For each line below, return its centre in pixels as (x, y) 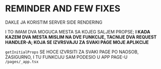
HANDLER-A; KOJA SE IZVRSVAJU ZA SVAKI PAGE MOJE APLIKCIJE (77, 42)
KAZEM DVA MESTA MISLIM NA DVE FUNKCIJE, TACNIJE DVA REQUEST (81, 37)
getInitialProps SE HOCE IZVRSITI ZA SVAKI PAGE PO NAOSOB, (72, 52)
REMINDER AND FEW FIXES (63, 9)
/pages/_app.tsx (22, 62)
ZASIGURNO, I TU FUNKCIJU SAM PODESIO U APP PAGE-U (66, 57)
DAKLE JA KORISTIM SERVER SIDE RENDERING (54, 22)
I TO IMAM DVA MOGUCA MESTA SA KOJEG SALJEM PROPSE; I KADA (78, 32)
